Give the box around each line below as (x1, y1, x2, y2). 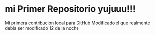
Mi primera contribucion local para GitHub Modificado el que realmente (5, 20, 150, 26)
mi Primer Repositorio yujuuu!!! (5, 3, 136, 15)
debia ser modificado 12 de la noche (5, 25, 79, 31)
